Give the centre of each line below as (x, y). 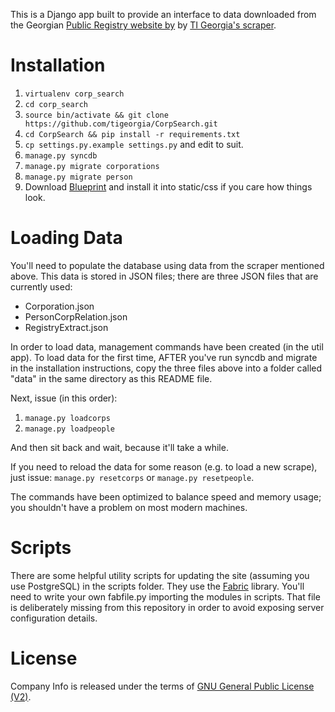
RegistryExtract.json (66, 327)
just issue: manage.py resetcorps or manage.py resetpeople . (132, 477)
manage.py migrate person (78, 177)
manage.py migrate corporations (92, 166)
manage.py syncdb (61, 155)
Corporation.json (59, 306)
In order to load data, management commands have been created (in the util (167, 346)
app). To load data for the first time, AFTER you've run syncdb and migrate (164, 357)
